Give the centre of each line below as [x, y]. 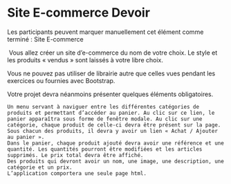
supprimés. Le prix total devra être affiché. [75, 155]
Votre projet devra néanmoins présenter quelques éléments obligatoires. [110, 94]
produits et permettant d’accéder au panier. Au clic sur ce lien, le [111, 113]
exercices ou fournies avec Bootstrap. [61, 80]
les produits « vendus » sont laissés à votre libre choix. [85, 59]
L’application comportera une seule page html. [77, 173]
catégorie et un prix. [40, 167]
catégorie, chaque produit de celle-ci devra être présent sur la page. [114, 125]
